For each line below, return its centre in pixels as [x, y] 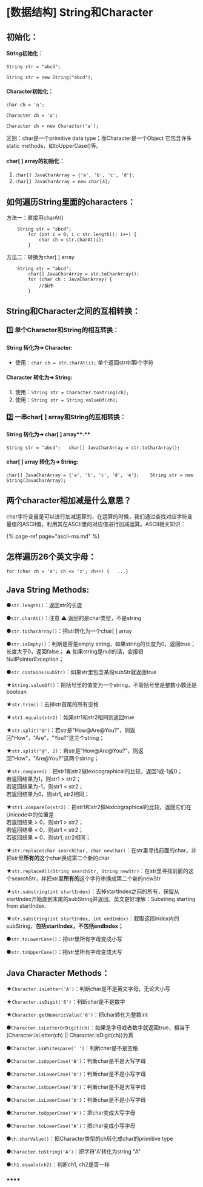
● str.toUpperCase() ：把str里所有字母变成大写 [64, 952]
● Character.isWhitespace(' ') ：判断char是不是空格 [72, 1048]
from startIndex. [26, 906]
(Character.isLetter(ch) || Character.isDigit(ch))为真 [70, 1036]
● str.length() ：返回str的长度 [44, 605]
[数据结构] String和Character [80, 12]
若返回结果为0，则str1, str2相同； [48, 794]
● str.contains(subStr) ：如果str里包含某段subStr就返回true [82, 672]
